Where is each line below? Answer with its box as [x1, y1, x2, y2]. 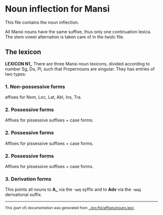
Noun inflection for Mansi [5, 3, 110, 15]
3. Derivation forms [5, 175, 52, 182]
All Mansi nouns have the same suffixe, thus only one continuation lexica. [5, 29, 152, 34]
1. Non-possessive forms [5, 83, 65, 90]
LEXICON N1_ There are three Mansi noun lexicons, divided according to [5, 61, 150, 66]
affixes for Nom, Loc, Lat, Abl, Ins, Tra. [5, 94, 82, 100]
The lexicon [5, 48, 41, 56]
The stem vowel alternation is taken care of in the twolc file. [5, 34, 125, 40]
